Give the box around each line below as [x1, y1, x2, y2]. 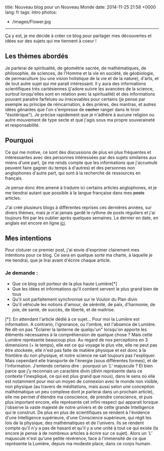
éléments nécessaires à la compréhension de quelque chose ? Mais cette [5, 331, 153, 337]
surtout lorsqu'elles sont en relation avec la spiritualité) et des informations [5, 91, 155, 97]
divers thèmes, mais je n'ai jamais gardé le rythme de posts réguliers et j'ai [5, 209, 155, 215]
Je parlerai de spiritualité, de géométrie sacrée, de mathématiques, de [5, 65, 146, 71]
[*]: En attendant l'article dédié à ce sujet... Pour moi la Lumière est [5, 316, 140, 322]
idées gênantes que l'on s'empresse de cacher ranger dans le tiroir [5, 106, 140, 112]
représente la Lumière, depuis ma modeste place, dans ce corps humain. [5, 440, 152, 446]
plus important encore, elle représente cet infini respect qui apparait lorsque [5, 399, 159, 405]
